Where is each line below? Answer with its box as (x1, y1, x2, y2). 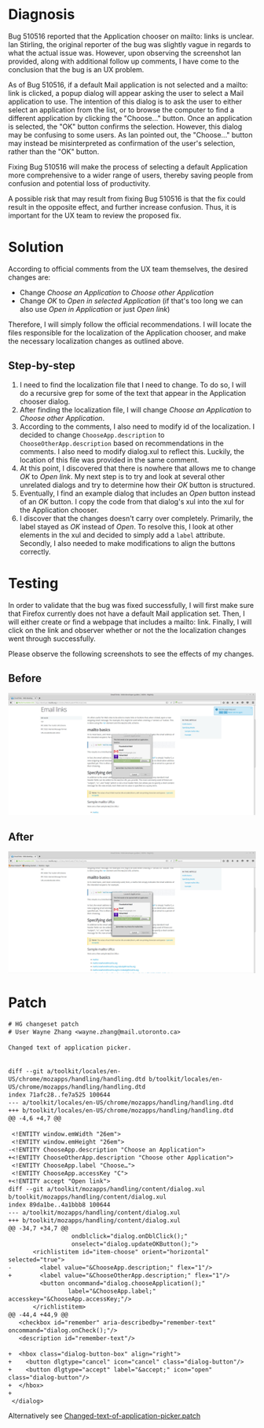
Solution (8, 238, 64, 256)
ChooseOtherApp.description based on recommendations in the (19, 438, 224, 448)
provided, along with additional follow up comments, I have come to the (8, 57, 240, 66)
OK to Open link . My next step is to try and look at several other (19, 471, 225, 481)
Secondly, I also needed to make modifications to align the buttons (19, 538, 236, 547)
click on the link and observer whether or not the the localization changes (8, 625, 247, 635)
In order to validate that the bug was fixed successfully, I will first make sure (8, 600, 254, 610)
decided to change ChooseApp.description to (19, 430, 165, 439)
